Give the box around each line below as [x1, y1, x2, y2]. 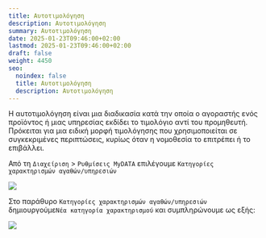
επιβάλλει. [8, 143, 44, 153]
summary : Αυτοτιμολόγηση [8, 27, 92, 35]
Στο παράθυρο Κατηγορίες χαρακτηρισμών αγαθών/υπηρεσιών [8, 197, 208, 207]
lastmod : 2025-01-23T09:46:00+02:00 [8, 42, 131, 50]
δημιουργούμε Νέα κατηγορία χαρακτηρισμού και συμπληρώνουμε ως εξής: [8, 205, 256, 215]
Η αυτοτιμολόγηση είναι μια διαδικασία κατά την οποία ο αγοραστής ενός [8, 109, 258, 119]
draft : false [8, 49, 52, 57]
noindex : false [15, 72, 67, 80]
